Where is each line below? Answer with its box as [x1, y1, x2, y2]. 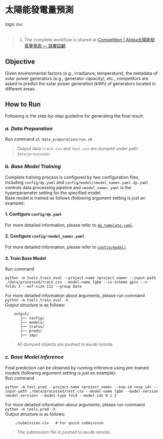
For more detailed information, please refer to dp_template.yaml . [5, 222, 134, 228]
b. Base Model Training [5, 163, 61, 170]
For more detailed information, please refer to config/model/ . [5, 244, 127, 250]
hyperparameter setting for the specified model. [5, 190, 102, 196]
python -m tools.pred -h [5, 407, 56, 412]
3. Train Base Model [5, 255, 46, 261]
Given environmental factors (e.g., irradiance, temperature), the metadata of [5, 70, 158, 76]
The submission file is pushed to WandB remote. [17, 429, 111, 435]
